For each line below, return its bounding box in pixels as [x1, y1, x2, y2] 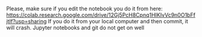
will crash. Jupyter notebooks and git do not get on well [6, 24, 145, 31]
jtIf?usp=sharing [6, 18, 47, 24]
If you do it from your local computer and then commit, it [48, 18, 189, 24]
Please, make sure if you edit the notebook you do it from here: [6, 5, 163, 12]
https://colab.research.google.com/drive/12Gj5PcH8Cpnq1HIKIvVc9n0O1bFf [6, 11, 196, 18]
